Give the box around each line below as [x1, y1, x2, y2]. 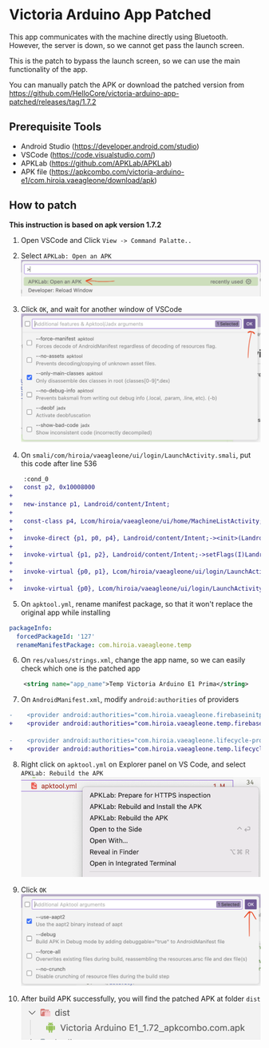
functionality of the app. [9, 64, 89, 74]
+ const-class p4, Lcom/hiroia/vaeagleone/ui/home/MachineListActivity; [9, 517, 263, 525]
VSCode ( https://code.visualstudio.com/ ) [20, 149, 156, 159]
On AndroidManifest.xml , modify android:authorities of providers [20, 695, 239, 704]
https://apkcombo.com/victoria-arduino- [51, 166, 185, 177]
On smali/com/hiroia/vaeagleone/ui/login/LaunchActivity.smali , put [20, 450, 251, 460]
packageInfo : [9, 624, 53, 632]
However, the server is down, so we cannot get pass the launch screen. [9, 40, 244, 50]
